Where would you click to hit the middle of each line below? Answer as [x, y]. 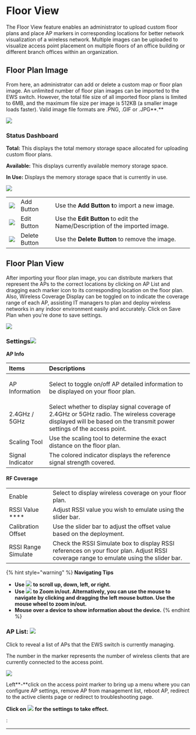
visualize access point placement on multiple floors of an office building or [96, 46]
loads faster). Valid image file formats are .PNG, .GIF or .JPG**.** [85, 109]
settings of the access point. [87, 429]
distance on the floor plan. [85, 446]
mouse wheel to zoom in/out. [50, 604]
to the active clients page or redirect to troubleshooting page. [80, 697]
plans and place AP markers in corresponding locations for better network [95, 33]
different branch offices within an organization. [62, 52]
